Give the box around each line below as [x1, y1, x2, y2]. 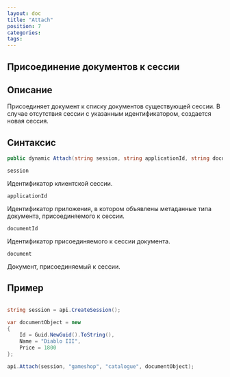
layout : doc [7, 10, 41, 17]
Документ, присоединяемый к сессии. [7, 263, 121, 271]
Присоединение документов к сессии [7, 61, 180, 73]
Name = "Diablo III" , [19, 338, 81, 345]
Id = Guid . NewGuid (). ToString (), [19, 332, 115, 339]
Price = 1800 [19, 344, 57, 352]
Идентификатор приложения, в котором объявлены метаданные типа [7, 205, 212, 213]
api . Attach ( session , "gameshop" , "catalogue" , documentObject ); [7, 363, 194, 370]
